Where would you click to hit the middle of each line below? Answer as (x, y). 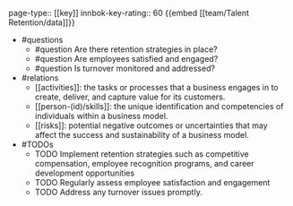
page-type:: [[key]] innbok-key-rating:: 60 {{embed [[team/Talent (129, 13)
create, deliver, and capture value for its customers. (130, 97)
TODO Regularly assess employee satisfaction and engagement (152, 182)
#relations (40, 78)
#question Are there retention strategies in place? (126, 49)
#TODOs (38, 144)
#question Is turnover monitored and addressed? (125, 68)
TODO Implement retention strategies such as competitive (142, 154)
